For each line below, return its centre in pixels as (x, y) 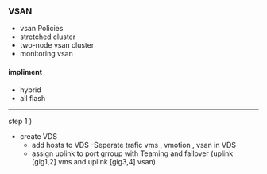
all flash (33, 98)
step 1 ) (20, 121)
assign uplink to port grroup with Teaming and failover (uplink (132, 153)
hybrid (30, 90)
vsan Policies (41, 29)
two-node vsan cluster (57, 45)
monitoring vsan (46, 54)
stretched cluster (48, 37)
